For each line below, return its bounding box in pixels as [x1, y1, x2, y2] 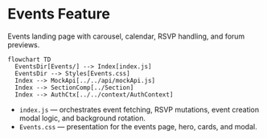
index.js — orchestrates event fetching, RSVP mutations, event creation [18, 104, 260, 114]
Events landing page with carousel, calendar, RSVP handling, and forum [7, 31, 245, 41]
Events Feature [7, 5, 110, 23]
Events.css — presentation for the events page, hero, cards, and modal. [18, 121, 258, 131]
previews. [7, 39, 40, 49]
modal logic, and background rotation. [18, 113, 146, 123]
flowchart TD [7, 55, 51, 63]
